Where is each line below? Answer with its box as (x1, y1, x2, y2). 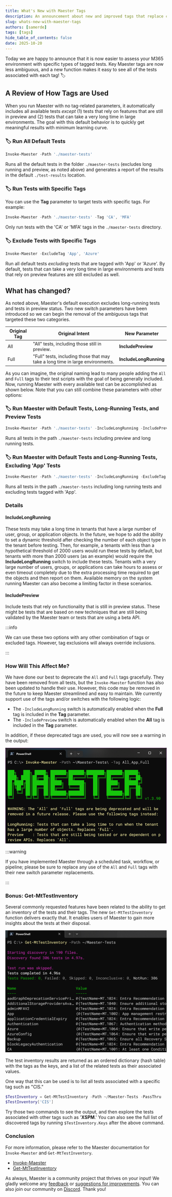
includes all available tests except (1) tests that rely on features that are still (5, 108, 163, 114)
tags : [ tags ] (5, 30, 33, 35)
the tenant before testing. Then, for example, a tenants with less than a (5, 542, 155, 548)
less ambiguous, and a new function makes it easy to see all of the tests (5, 66, 157, 72)
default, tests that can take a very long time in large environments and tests (5, 266, 164, 272)
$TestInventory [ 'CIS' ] (5, 1099, 54, 1105)
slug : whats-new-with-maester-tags (5, 19, 81, 24)
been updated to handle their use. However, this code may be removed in (5, 685, 160, 691)
